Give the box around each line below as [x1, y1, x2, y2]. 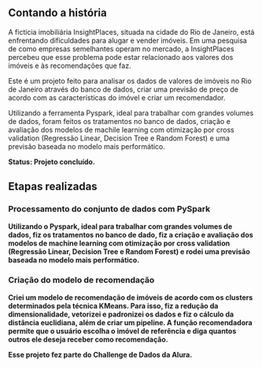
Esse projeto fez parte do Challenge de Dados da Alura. [8, 350, 193, 359]
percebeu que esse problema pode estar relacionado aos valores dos [8, 52, 234, 62]
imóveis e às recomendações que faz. [8, 61, 131, 70]
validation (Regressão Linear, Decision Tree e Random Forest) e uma [8, 133, 231, 143]
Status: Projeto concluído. [8, 157, 96, 167]
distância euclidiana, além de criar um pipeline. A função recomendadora [8, 317, 253, 327]
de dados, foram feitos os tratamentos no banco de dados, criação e [8, 116, 231, 125]
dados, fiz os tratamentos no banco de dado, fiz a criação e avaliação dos [8, 230, 253, 239]
